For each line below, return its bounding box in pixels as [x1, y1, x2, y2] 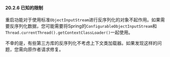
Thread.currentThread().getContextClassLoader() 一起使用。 [5, 29, 133, 35]
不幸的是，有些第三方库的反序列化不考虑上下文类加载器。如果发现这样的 [5, 40, 157, 46]
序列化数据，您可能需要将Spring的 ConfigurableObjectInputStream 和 [14, 23, 157, 29]
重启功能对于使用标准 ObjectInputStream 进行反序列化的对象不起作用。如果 [5, 17, 161, 23]
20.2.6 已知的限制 [5, 5, 43, 11]
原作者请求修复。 [27, 46, 64, 52]
